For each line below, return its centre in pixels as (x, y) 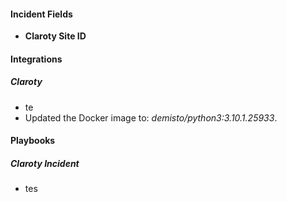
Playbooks (33, 141)
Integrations (36, 59)
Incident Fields (41, 14)
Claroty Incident (45, 163)
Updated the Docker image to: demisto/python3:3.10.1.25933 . (151, 117)
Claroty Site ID (55, 36)
